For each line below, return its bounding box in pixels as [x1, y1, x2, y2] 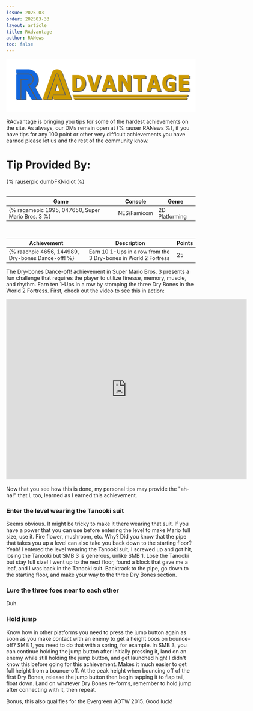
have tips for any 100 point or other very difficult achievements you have [6, 131, 186, 138]
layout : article [6, 22, 47, 28]
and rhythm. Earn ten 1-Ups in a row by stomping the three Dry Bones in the [6, 280, 194, 288]
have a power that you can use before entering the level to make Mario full [6, 526, 191, 534]
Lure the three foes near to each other [6, 586, 119, 595]
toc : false [6, 41, 34, 47]
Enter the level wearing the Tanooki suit [6, 506, 124, 515]
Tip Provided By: [6, 158, 91, 172]
